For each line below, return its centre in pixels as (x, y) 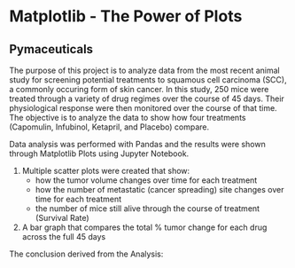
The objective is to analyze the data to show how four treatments (128, 118)
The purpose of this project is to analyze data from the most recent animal (145, 70)
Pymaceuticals (51, 49)
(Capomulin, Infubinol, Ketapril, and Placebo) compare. (109, 127)
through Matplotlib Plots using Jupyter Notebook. (99, 154)
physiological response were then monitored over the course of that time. (143, 108)
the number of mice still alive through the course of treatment (147, 209)
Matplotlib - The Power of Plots (126, 16)
